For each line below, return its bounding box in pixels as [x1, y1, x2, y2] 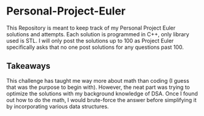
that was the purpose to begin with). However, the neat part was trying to [6, 83, 190, 91]
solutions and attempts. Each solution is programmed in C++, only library [6, 30, 189, 37]
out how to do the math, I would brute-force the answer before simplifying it [6, 96, 197, 103]
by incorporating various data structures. [6, 103, 109, 110]
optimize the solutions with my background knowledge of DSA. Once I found [6, 89, 198, 97]
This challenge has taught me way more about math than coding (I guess [6, 77, 190, 84]
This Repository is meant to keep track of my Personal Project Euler [6, 24, 176, 31]
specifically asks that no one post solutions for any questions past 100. [6, 43, 184, 51]
